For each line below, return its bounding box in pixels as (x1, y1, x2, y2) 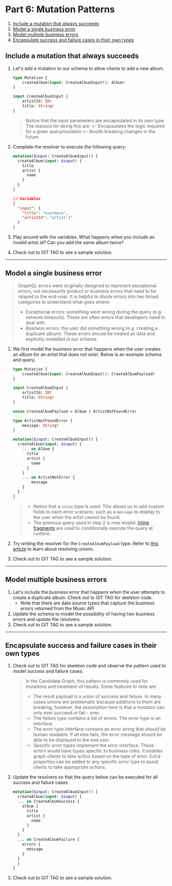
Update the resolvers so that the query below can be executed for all (12, 774, 158, 780)
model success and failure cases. (12, 668, 83, 674)
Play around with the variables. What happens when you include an (12, 234, 155, 240)
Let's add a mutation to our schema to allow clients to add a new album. (12, 65, 165, 71)
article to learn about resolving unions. (12, 546, 94, 552)
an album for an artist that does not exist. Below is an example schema (12, 351, 162, 357)
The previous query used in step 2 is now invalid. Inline (33, 520, 149, 526)
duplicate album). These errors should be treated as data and (25, 330, 155, 336)
